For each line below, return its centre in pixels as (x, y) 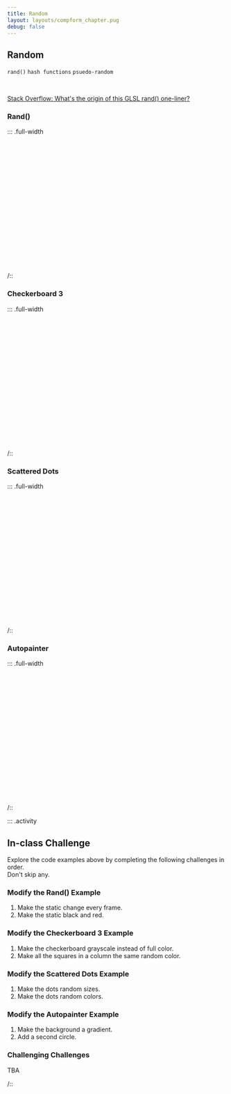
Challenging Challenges (49, 1055)
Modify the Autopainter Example (63, 1014)
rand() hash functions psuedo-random (60, 72)
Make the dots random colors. (60, 997)
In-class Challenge (49, 843)
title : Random (28, 14)
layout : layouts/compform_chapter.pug (63, 20)
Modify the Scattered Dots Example (68, 974)
